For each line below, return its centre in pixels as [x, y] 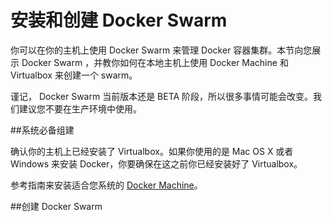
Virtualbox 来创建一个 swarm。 [74, 75]
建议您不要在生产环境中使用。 [80, 108]
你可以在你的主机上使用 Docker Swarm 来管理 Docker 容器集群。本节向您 [161, 50]
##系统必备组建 [42, 130]
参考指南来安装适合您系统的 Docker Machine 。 [106, 185]
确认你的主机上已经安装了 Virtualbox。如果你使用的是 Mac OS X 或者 [152, 151]
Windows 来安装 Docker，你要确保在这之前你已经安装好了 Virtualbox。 [156, 163]
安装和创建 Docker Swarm [119, 20]
